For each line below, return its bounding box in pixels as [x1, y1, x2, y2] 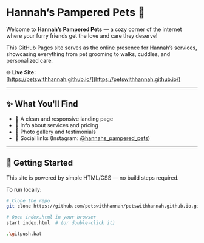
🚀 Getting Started [6, 158, 73, 168]
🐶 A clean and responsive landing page [15, 115, 114, 122]
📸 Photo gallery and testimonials [15, 128, 96, 135]
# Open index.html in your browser [6, 214, 97, 220]
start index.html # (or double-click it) [6, 220, 115, 226]
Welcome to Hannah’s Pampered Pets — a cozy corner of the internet [6, 26, 182, 33]
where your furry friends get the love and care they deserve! [6, 32, 158, 39]
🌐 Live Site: [6, 68, 36, 76]
